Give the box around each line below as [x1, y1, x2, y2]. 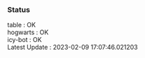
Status [7, 5, 30, 15]
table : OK [7, 21, 36, 29]
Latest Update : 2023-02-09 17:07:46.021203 [7, 43, 138, 52]
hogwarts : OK [7, 28, 49, 36]
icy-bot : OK [7, 36, 42, 44]
